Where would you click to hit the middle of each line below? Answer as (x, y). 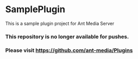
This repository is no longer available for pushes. (67, 37)
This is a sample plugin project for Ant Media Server (60, 23)
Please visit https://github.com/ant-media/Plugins (69, 50)
